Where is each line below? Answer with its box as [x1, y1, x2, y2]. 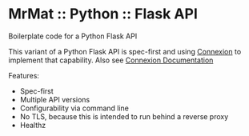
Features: [8, 70, 40, 80]
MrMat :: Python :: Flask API [8, 5, 199, 23]
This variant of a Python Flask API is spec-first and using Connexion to [8, 46, 242, 56]
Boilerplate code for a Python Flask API [8, 31, 138, 41]
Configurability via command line [19, 103, 130, 113]
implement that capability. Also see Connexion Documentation [8, 55, 214, 65]
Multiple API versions [19, 94, 90, 104]
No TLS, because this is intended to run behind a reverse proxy [19, 111, 229, 121]
